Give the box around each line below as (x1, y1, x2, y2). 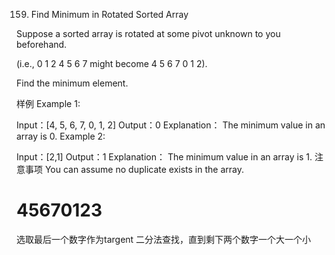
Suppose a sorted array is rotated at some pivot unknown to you (16, 28, 281, 39)
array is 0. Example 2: (16, 130, 106, 142)
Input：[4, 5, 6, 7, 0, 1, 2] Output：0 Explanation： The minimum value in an (16, 119, 326, 131)
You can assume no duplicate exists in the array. (44, 164, 244, 175)
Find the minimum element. (16, 77, 129, 89)
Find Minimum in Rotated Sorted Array (30, 9, 189, 20)
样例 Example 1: (16, 98, 81, 109)
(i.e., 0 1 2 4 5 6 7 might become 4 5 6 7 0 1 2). (16, 58, 208, 69)
